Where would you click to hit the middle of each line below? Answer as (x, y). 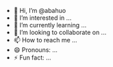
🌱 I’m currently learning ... (50, 25)
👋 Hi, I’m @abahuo (40, 11)
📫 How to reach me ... (45, 40)
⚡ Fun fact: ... (32, 57)
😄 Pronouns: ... (36, 50)
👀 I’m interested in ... (42, 18)
